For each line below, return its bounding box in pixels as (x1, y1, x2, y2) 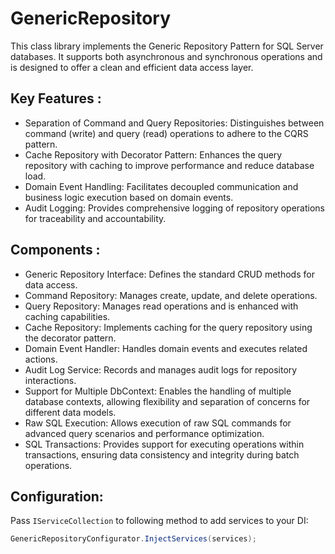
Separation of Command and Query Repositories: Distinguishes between (24, 117, 325, 129)
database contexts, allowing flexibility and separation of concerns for (24, 395, 311, 407)
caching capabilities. (24, 310, 111, 322)
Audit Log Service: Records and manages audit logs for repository (24, 363, 298, 376)
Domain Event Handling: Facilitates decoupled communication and (24, 180, 299, 192)
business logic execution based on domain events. (24, 191, 234, 203)
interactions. (24, 374, 77, 386)
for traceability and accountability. (24, 212, 167, 224)
